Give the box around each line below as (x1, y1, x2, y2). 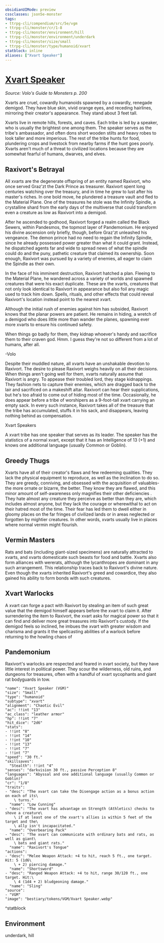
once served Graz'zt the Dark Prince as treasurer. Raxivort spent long (5, 184, 145, 190)
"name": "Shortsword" (9, 866, 54, 872)
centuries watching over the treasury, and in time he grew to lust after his (5, 189, 153, 194)
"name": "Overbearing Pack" (9, 828, 67, 833)
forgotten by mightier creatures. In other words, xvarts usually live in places (5, 516, 158, 522)
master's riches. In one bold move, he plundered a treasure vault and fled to (5, 194, 158, 200)
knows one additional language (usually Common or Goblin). (5, 443, 127, 448)
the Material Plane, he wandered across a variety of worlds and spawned (5, 276, 153, 281)
